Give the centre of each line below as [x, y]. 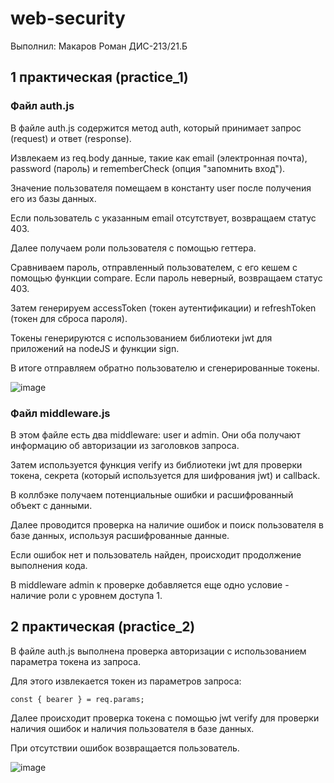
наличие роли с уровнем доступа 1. [86, 595]
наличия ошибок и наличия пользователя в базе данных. [132, 728]
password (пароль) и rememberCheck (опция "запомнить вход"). [148, 168]
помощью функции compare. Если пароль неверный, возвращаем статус [166, 278]
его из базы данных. [53, 198]
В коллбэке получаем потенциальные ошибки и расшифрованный [152, 494]
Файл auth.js [42, 106]
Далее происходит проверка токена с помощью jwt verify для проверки [165, 718]
